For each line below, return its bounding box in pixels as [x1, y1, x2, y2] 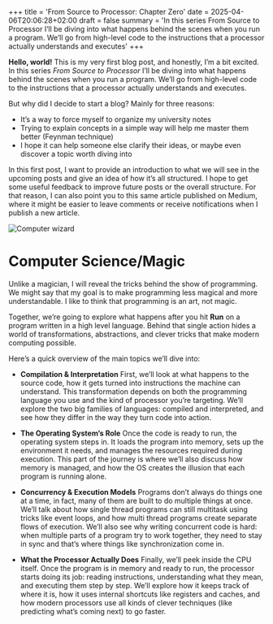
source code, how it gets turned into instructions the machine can [19, 378, 241, 388]
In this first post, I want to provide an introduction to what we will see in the [8, 165, 260, 174]
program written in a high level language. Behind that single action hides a [8, 320, 256, 330]
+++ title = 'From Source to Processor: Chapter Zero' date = [8, 7, 210, 16]
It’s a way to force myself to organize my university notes [19, 115, 211, 124]
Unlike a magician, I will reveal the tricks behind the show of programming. [8, 279, 258, 288]
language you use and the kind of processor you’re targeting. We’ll [19, 395, 244, 405]
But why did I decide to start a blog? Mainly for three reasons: [8, 99, 215, 108]
